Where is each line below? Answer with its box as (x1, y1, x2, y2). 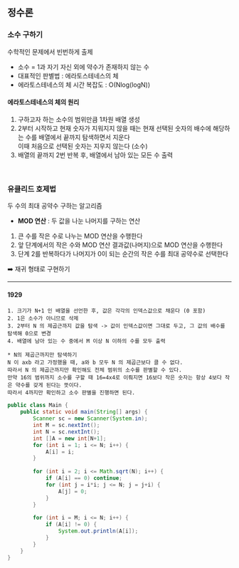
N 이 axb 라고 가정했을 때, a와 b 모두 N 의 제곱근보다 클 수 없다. (7, 359, 184, 367)
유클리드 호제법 (7, 184, 57, 194)
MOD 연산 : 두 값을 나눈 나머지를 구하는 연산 (17, 216, 141, 226)
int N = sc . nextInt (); (33, 428, 100, 436)
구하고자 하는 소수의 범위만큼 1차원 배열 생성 (17, 115, 140, 123)
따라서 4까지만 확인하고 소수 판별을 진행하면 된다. (7, 389, 135, 396)
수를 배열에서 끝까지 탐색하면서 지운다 (25, 132, 130, 141)
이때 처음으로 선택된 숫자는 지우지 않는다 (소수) (17, 142, 148, 150)
